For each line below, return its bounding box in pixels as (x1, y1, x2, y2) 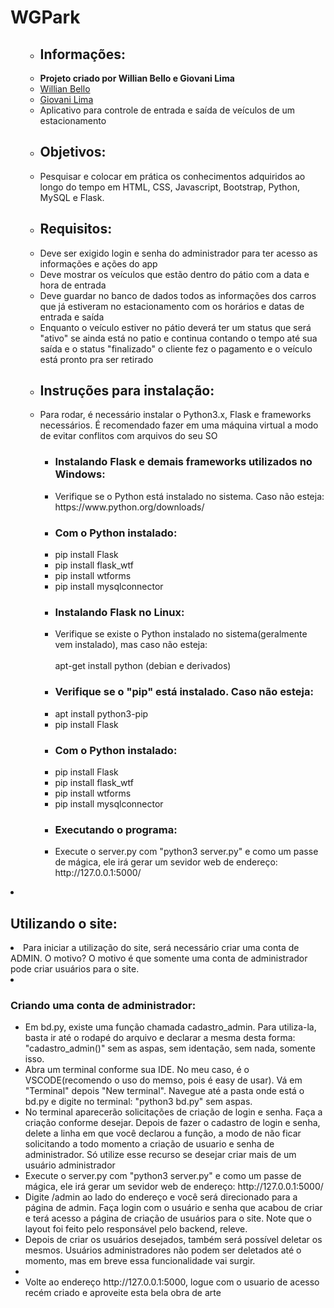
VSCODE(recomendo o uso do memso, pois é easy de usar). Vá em (24, 1074, 303, 1086)
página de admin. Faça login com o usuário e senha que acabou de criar (24, 1202, 323, 1214)
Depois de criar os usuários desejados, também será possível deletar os (24, 1234, 323, 1246)
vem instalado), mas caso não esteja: (54, 639, 208, 651)
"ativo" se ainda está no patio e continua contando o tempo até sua (39, 332, 318, 344)
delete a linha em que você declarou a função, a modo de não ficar (24, 1127, 302, 1140)
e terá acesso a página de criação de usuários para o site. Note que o (24, 1212, 312, 1225)
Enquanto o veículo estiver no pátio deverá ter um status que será (39, 321, 312, 333)
